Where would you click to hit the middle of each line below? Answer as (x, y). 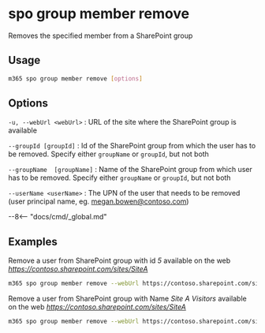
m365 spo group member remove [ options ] (76, 79)
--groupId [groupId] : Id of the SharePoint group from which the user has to (132, 146)
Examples (33, 241)
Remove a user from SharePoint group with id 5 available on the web (119, 260)
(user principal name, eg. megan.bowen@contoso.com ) (99, 201)
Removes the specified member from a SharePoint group (101, 36)
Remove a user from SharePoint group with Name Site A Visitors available (127, 299)
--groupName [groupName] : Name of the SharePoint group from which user (130, 170)
